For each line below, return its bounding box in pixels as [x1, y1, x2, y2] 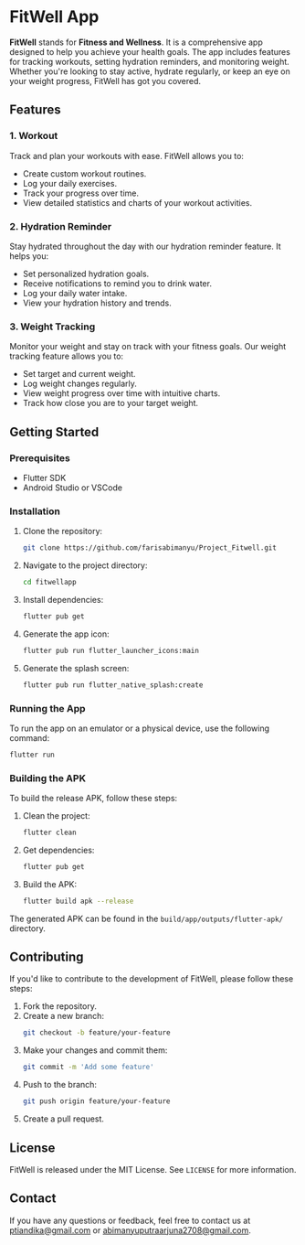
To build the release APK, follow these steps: [9, 793, 178, 804]
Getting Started [9, 424, 100, 440]
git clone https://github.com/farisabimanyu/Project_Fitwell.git [22, 543, 277, 553]
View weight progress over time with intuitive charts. [22, 388, 221, 399]
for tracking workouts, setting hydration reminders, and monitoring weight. [9, 56, 289, 67]
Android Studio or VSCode [22, 482, 123, 493]
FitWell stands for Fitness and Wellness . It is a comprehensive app [9, 37, 263, 48]
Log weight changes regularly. [22, 378, 137, 390]
